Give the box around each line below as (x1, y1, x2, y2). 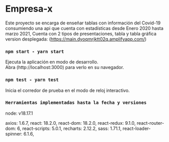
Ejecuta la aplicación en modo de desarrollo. (5, 59, 98, 65)
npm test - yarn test (5, 77, 59, 83)
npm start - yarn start (5, 49, 65, 54)
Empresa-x (5, 3, 53, 15)
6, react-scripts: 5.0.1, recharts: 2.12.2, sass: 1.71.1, (17, 125, 122, 131)
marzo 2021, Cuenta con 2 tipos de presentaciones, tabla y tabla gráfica (5, 30, 157, 37)
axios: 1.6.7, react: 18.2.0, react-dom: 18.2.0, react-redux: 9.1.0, (5, 120, 136, 126)
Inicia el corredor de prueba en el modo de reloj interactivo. (5, 87, 130, 93)
